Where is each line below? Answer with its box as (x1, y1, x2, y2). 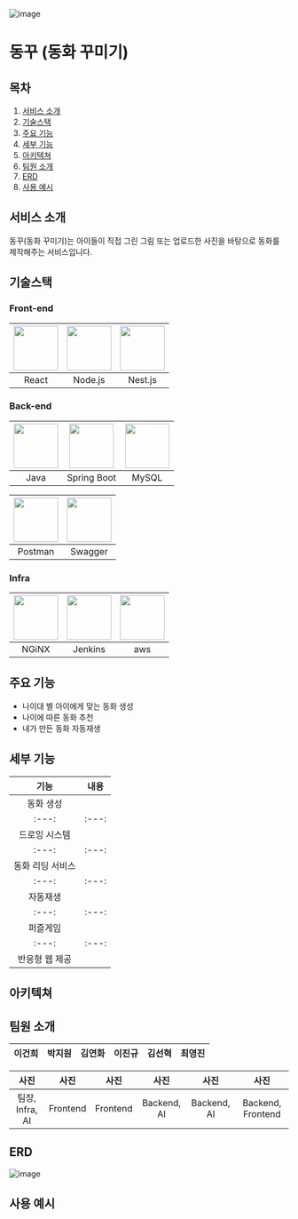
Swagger (70, 545, 108, 557)
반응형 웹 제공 (17, 952, 73, 965)
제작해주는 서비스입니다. (9, 246, 93, 257)
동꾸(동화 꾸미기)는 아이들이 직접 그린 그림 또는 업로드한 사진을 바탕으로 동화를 (9, 235, 280, 246)
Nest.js (128, 373, 157, 386)
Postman (17, 545, 55, 557)
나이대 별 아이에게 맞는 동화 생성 (21, 700, 134, 711)
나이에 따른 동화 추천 (21, 712, 94, 722)
